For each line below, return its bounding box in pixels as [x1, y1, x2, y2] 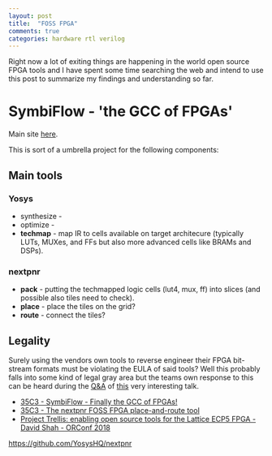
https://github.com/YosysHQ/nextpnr [8, 438, 132, 448]
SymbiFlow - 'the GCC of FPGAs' [8, 102, 233, 121]
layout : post [8, 11, 53, 20]
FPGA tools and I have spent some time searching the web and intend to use [8, 66, 264, 75]
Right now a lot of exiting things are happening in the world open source [8, 57, 250, 67]
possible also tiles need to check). [19, 293, 135, 303]
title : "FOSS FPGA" [8, 19, 79, 28]
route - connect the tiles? [19, 310, 106, 320]
